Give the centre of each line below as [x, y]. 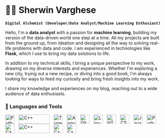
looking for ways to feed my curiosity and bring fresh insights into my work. [82, 79]
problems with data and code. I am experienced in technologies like [81, 48]
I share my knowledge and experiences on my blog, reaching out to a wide [81, 88]
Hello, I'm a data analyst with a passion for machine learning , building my [81, 32]
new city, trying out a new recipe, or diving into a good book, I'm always [79, 73]
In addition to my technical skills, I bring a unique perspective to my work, [80, 63]
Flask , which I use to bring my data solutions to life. [58, 53]
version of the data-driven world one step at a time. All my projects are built [82, 38]
